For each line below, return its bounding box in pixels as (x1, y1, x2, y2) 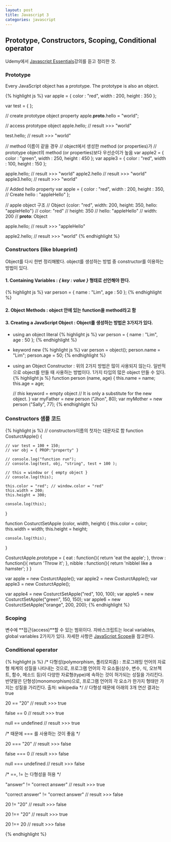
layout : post (5, 7, 33, 13)
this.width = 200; (5, 488, 44, 494)
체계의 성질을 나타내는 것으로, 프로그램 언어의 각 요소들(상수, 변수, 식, (10, 665, 149, 671)
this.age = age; (12, 380, 45, 386)
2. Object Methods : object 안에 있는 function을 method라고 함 (5, 307, 136, 313)
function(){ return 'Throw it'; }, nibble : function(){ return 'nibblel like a (5, 560, 152, 566)
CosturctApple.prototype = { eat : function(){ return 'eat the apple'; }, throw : (5, 555, 166, 561)
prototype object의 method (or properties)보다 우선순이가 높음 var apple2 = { (5, 150, 164, 156)
